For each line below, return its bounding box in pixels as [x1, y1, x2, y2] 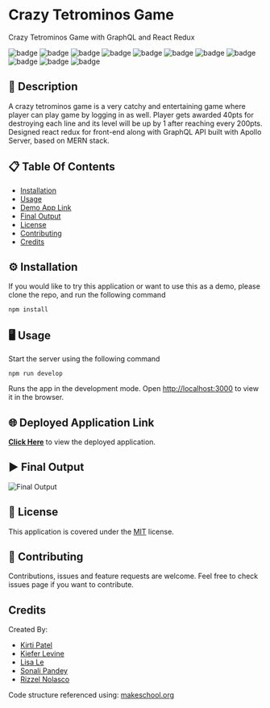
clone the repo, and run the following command [8, 290, 166, 300]
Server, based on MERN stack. [8, 135, 110, 145]
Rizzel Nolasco [19, 675, 70, 685]
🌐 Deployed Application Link [8, 415, 155, 429]
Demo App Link [19, 202, 72, 212]
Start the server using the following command [8, 354, 160, 364]
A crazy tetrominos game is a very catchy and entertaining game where [8, 101, 246, 110]
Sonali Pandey [19, 666, 69, 676]
